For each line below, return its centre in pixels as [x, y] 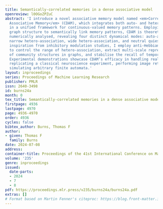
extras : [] [16, 194]
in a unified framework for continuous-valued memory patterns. [76, 28]
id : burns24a [18, 91]
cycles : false [19, 122]
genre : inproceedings [27, 163]
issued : [13, 167]
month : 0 [14, 95]
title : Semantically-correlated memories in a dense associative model [79, 9]
